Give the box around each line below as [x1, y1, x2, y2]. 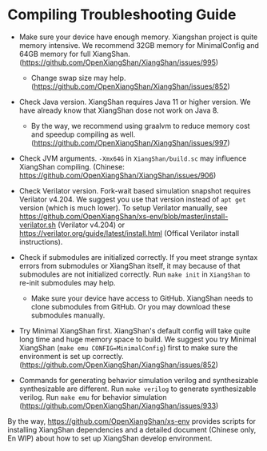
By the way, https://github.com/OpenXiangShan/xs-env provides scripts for [7, 416, 257, 425]
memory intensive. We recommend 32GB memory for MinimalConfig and [18, 40, 259, 50]
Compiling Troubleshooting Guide [7, 6, 237, 24]
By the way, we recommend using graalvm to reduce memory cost [30, 121, 250, 130]
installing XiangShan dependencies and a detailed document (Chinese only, [7, 425, 257, 434]
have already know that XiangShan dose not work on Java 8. [18, 106, 219, 115]
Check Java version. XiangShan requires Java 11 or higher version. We [18, 97, 251, 106]
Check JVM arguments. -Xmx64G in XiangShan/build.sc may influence [18, 154, 247, 163]
